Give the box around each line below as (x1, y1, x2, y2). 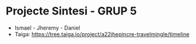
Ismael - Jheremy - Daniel (14, 24, 80, 31)
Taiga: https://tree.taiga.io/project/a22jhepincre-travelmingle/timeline (14, 30, 190, 37)
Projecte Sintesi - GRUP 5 (6, 4, 137, 18)
